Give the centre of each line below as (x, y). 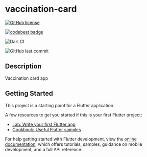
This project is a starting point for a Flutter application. (60, 105)
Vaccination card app (26, 78)
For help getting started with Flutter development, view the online (71, 139)
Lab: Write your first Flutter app (44, 124)
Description (23, 66)
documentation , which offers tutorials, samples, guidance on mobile (73, 144)
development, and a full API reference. (44, 149)
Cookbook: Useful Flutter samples (47, 129)
